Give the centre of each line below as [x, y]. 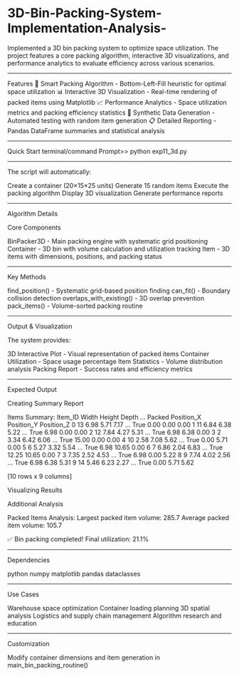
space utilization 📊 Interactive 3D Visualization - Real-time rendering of [112, 91]
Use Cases [23, 594]
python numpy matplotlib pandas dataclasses [74, 573]
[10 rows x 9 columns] [40, 476]
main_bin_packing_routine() [48, 665]
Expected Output [32, 389]
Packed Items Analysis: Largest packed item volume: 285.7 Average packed [118, 517]
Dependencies [29, 560]
